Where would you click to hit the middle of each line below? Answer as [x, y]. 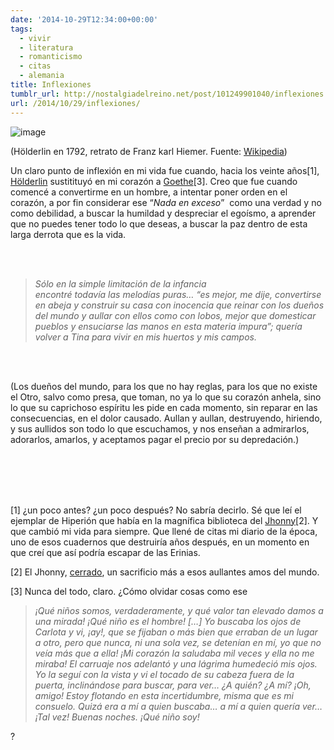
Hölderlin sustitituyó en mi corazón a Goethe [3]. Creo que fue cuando [154, 181]
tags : [21, 29]
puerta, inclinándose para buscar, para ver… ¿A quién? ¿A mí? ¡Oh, [173, 685]
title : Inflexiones [51, 85]
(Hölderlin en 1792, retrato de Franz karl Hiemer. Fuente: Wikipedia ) [149, 151]
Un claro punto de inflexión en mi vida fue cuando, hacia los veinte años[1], [165, 170]
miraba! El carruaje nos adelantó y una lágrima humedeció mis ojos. [176, 663]
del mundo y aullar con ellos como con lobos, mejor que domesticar [175, 315]
